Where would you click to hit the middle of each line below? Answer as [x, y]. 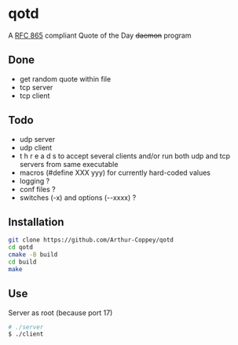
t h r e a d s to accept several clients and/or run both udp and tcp [124, 156]
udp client [36, 147]
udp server [37, 139]
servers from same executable [69, 164]
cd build [22, 262]
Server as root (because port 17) [60, 312]
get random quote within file [65, 78]
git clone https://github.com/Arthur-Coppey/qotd [91, 240]
